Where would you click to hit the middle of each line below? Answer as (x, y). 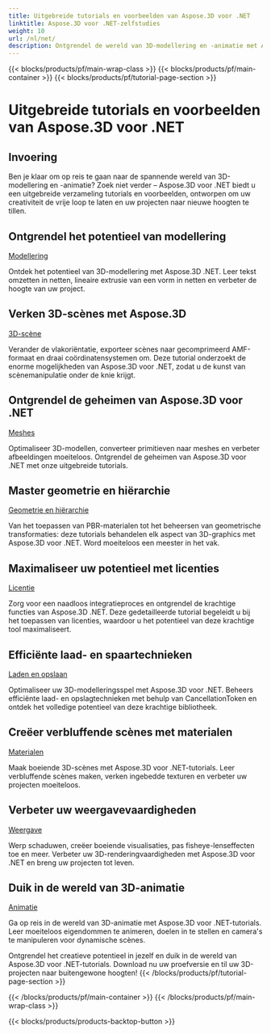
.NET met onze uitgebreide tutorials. (69, 465)
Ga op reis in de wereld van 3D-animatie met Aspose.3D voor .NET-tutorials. (135, 923)
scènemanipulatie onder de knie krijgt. (72, 375)
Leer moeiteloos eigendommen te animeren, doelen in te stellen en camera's (135, 931)
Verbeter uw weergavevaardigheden (102, 810)
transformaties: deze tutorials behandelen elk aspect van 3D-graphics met (132, 534)
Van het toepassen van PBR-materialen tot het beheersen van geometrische (135, 525)
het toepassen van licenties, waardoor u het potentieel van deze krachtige (131, 621)
